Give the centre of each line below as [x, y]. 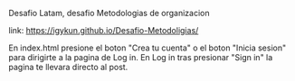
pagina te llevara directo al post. [68, 67]
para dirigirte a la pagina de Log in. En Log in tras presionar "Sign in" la [141, 57]
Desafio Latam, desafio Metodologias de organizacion [109, 13]
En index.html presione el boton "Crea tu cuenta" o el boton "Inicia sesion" [147, 48]
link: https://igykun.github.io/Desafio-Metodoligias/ [104, 30]
